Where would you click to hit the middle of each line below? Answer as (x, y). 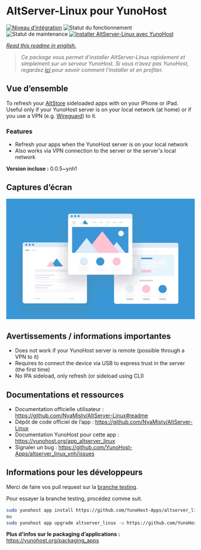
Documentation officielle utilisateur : (59, 409)
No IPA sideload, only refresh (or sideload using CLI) (80, 376)
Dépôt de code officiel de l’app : (54, 422)
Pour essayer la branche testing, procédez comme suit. (74, 499)
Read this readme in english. (41, 45)
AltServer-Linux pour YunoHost (87, 11)
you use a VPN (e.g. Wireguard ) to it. (51, 116)
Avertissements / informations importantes (89, 336)
